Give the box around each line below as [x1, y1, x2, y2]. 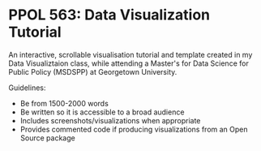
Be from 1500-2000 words [19, 98, 109, 108]
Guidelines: [8, 83, 46, 93]
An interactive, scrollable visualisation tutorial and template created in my [8, 50, 253, 59]
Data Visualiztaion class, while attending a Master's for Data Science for [8, 58, 249, 68]
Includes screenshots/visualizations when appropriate [19, 115, 201, 125]
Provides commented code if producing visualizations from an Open [19, 124, 249, 134]
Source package [19, 132, 75, 143]
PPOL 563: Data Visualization [8, 6, 211, 24]
